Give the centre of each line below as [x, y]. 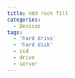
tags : [15, 32]
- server [26, 64]
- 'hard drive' [35, 39]
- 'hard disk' [33, 45]
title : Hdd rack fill [38, 13]
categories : [24, 20]
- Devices [27, 26]
